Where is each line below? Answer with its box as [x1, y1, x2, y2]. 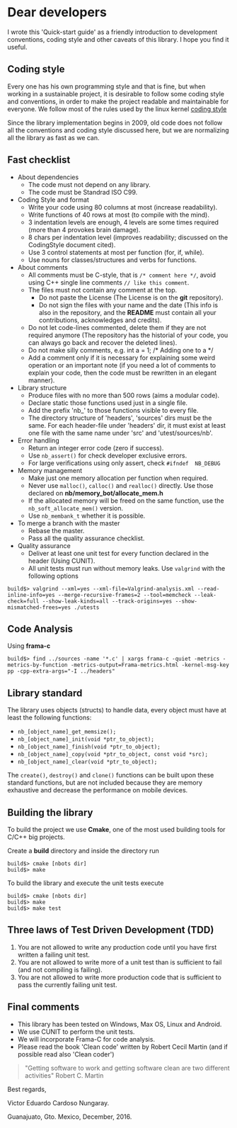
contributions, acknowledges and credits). [38, 316, 162, 324]
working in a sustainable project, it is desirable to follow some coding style [7, 89, 225, 98]
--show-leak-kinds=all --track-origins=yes [42, 598, 173, 605]
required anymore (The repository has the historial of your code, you [28, 331, 229, 339]
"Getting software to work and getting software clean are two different [24, 1064, 230, 1072]
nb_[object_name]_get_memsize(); [17, 729, 117, 736]
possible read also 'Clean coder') [17, 1049, 115, 1059]
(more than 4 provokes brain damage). [28, 225, 141, 234]
